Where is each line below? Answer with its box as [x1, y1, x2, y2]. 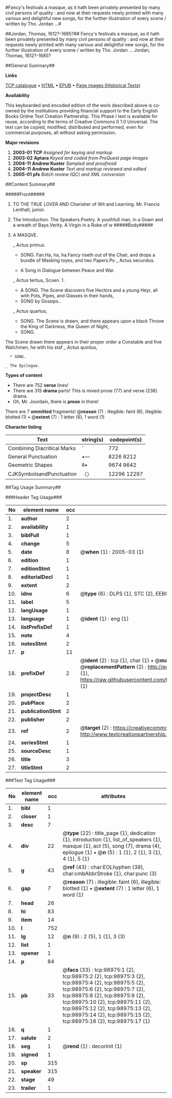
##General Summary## [5, 63, 55, 68]
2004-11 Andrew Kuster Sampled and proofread [12, 160, 117, 166]
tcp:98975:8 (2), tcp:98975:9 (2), [62, 992, 145, 999]
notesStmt [21, 640, 47, 647]
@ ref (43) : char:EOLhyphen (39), [62, 864, 144, 870]
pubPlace [21, 699, 45, 706]
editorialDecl [21, 574, 53, 580]
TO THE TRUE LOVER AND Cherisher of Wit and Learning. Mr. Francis [12, 201, 160, 207]
